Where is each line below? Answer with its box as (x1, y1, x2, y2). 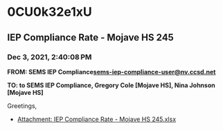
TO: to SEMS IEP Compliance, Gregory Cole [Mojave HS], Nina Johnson (7, 80, 216, 89)
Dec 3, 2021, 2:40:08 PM (7, 52, 92, 62)
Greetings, (7, 101, 37, 110)
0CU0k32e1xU (7, 4, 92, 20)
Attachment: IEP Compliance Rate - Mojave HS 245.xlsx (17, 115, 177, 123)
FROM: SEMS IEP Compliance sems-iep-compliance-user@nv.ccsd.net (7, 67, 216, 76)
